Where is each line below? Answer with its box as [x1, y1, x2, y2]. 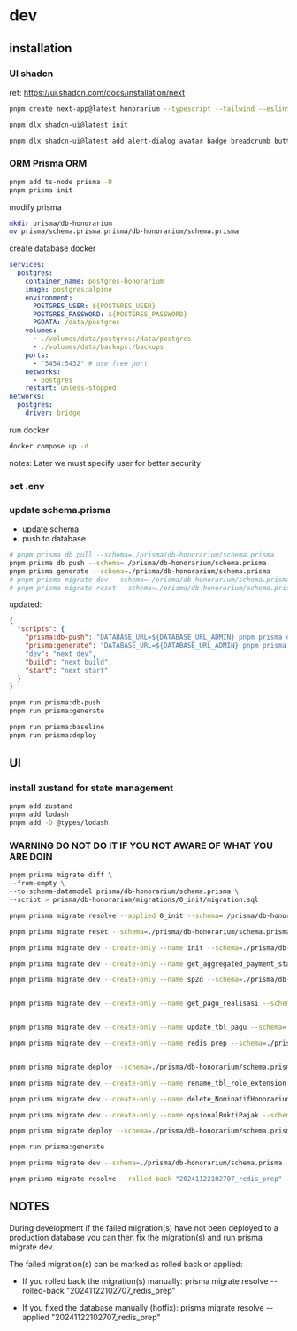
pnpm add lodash [9, 810, 69, 820]
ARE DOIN [9, 851, 53, 862]
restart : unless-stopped [25, 384, 117, 393]
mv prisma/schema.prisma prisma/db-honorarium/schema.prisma [9, 227, 240, 236]
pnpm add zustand [9, 802, 73, 811]
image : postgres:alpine [25, 284, 113, 293]
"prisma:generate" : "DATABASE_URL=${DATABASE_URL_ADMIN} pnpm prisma [25, 642, 287, 650]
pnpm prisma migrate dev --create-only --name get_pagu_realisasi [9, 999, 259, 1008]
